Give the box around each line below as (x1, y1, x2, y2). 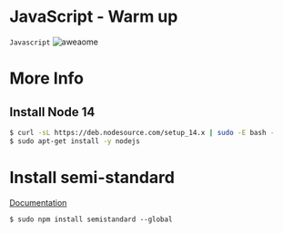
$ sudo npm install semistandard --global (9, 215, 173, 224)
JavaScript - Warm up (9, 6, 178, 27)
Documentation (9, 197, 67, 208)
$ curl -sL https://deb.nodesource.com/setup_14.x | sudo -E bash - (9, 128, 275, 137)
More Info (9, 68, 85, 89)
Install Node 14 (9, 104, 96, 120)
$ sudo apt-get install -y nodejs (9, 136, 141, 146)
